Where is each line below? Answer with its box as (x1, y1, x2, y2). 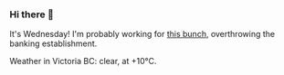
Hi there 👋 (9, 8, 55, 21)
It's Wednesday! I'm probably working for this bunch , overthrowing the (9, 29, 276, 40)
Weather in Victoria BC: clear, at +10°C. (9, 56, 157, 67)
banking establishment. (9, 38, 98, 49)
